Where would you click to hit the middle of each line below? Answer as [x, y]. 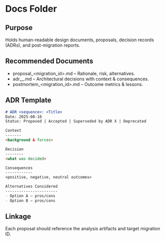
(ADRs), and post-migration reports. [43, 45]
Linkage [18, 217]
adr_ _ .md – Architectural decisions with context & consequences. [81, 79]
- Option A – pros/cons [30, 196]
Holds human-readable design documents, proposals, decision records [80, 40]
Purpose [19, 28]
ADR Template [28, 100]
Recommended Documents [49, 61]
